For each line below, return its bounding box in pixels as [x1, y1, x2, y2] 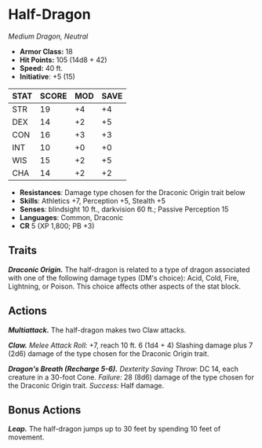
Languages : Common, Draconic [19, 212, 124, 222]
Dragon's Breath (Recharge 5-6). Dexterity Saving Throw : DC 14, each [8, 364, 239, 373]
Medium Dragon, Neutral [8, 31, 89, 41]
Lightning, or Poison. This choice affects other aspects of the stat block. [8, 281, 242, 291]
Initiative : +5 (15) [19, 72, 76, 81]
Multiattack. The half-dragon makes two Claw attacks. [8, 325, 187, 335]
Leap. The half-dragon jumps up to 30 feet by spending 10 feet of [8, 424, 221, 434]
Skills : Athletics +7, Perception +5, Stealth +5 [19, 196, 166, 205]
